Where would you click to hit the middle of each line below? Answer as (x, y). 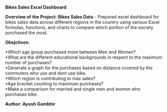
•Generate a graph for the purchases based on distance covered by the (79, 68)
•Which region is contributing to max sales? (50, 78)
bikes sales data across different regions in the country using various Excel (82, 22)
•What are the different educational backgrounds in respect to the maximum (84, 57)
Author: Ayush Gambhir (30, 104)
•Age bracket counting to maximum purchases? (54, 84)
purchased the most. (26, 33)
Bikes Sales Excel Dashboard (36, 7)
